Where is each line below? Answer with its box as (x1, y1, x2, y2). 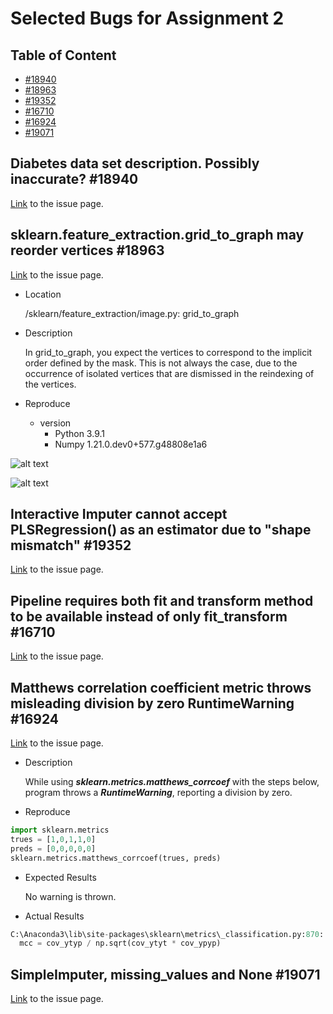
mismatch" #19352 (10, 537, 132, 554)
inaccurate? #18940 (10, 171, 139, 188)
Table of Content (10, 47, 117, 64)
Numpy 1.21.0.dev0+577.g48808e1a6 (54, 438, 208, 450)
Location (24, 288, 62, 300)
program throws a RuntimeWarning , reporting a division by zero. (24, 787, 293, 799)
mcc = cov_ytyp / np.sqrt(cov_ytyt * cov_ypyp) (19, 938, 222, 949)
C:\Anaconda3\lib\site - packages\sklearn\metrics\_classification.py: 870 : (10, 929, 325, 939)
